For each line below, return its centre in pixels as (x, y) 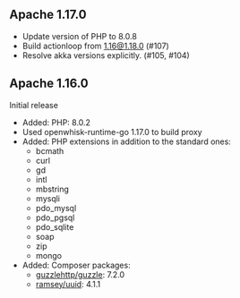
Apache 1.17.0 (48, 15)
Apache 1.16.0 (49, 84)
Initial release (34, 105)
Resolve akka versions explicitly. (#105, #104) (106, 55)
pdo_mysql (56, 208)
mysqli (48, 198)
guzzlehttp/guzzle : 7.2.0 (80, 274)
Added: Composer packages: (77, 265)
